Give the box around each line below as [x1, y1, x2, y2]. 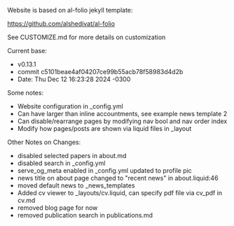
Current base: [7, 47, 48, 55]
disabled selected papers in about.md [17, 152, 127, 160]
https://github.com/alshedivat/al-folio [7, 20, 116, 27]
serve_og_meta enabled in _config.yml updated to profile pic [17, 167, 193, 174]
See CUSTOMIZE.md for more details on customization [7, 33, 166, 41]
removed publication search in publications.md [17, 211, 153, 219]
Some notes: [7, 89, 44, 97]
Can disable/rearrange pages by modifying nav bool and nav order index [17, 117, 228, 125]
